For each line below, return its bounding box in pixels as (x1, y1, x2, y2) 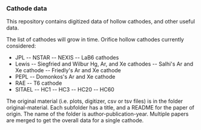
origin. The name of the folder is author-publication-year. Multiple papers (6, 110, 189, 118)
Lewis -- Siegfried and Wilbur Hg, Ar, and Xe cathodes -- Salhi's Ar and (15, 60, 194, 67)
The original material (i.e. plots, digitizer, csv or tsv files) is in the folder (6, 97, 183, 105)
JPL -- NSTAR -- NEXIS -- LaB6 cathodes (15, 54, 119, 61)
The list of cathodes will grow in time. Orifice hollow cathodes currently (6, 36, 185, 43)
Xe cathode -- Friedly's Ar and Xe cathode (15, 67, 121, 74)
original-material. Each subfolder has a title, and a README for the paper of (6, 104, 195, 111)
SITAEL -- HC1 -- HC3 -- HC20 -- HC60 (15, 86, 115, 93)
